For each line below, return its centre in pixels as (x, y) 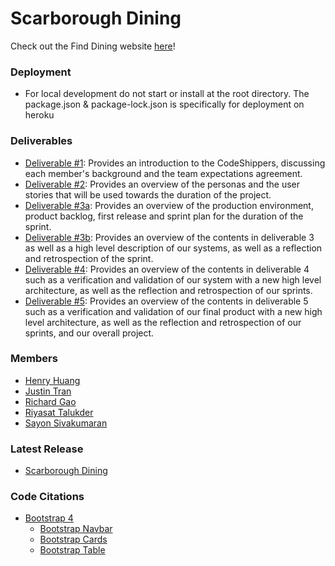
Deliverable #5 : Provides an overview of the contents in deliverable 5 (166, 301)
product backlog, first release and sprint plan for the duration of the (164, 216)
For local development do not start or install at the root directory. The (167, 94)
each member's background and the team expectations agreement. (163, 173)
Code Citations (47, 497)
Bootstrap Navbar (76, 529)
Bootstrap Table (72, 550)
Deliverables (41, 141)
